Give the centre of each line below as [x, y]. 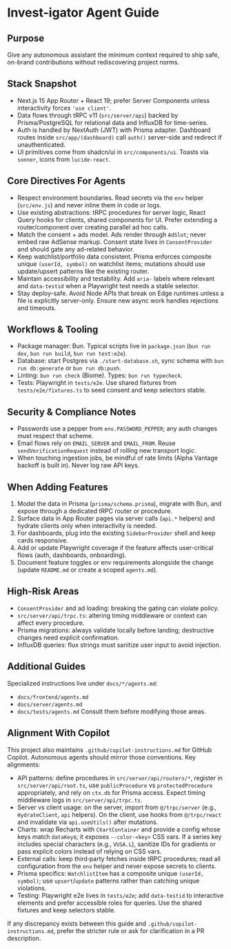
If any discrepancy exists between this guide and [77, 923]
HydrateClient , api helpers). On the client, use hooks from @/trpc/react [119, 814]
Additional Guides [47, 667]
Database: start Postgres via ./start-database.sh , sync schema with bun [120, 361]
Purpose [26, 38]
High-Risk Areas [43, 591]
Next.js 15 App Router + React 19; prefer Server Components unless [113, 100]
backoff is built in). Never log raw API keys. [78, 465]
